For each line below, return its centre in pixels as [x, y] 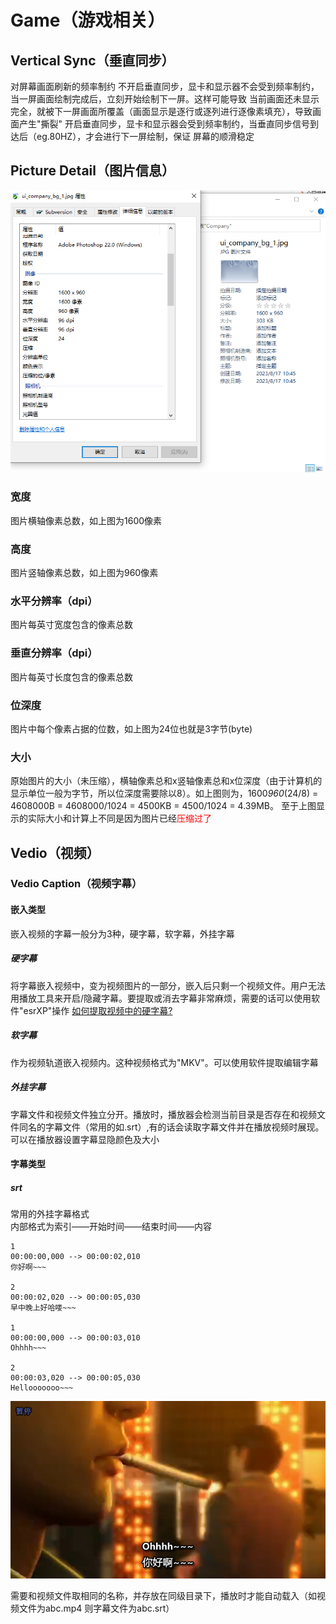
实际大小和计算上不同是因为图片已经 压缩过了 [119, 818]
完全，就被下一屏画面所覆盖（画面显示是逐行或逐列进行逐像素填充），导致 [161, 111]
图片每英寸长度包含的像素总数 [71, 677]
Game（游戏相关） [88, 20]
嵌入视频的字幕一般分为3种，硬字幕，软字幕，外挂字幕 [122, 933]
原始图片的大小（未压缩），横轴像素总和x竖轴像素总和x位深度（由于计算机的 [166, 781]
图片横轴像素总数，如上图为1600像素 [86, 520]
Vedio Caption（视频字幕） [76, 884]
